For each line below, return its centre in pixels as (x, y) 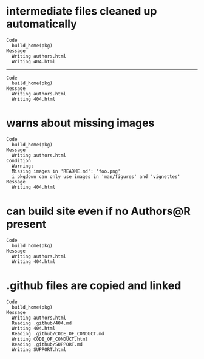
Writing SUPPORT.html (39, 350)
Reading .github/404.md (42, 323)
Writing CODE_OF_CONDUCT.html (50, 339)
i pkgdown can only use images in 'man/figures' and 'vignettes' (96, 176)
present (26, 224)
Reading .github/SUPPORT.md (47, 344)
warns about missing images (80, 123)
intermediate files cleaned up (82, 11)
